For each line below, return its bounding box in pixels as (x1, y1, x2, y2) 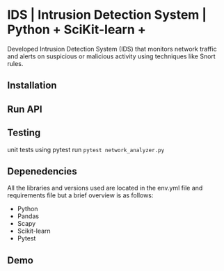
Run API (7, 103, 43, 115)
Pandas (17, 212, 40, 220)
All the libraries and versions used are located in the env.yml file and (7, 184, 203, 192)
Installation (7, 80, 57, 92)
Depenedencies (7, 165, 78, 177)
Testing (7, 127, 41, 139)
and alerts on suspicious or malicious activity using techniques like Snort (7, 52, 216, 60)
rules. (7, 59, 24, 67)
